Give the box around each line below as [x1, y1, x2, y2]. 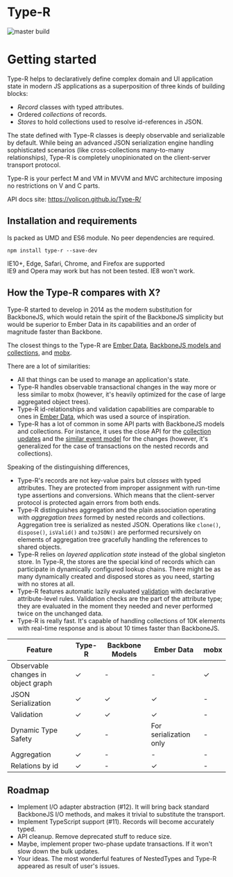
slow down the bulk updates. [17, 847, 100, 855]
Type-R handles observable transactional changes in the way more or [17, 383, 217, 391]
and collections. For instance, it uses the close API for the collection [17, 427, 212, 435]
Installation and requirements [7, 215, 137, 227]
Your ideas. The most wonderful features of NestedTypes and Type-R [17, 855, 217, 863]
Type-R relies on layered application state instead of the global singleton [17, 550, 225, 558]
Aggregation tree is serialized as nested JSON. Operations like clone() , [17, 520, 221, 529]
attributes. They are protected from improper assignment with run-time [17, 483, 221, 492]
